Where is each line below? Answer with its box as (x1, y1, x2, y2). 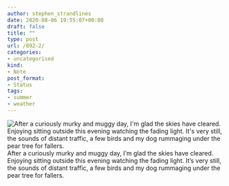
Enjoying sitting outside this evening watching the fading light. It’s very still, (7, 156, 222, 164)
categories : (7, 49, 42, 56)
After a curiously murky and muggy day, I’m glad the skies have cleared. (7, 149, 214, 157)
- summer (7, 94, 33, 101)
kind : (7, 62, 23, 69)
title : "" (7, 29, 36, 37)
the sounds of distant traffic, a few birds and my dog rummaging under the (7, 164, 221, 172)
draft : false (7, 23, 45, 30)
